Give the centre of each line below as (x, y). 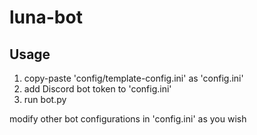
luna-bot (46, 17)
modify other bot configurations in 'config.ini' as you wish (128, 119)
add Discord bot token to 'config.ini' (97, 89)
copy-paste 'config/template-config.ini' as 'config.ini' (133, 78)
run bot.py (45, 99)
